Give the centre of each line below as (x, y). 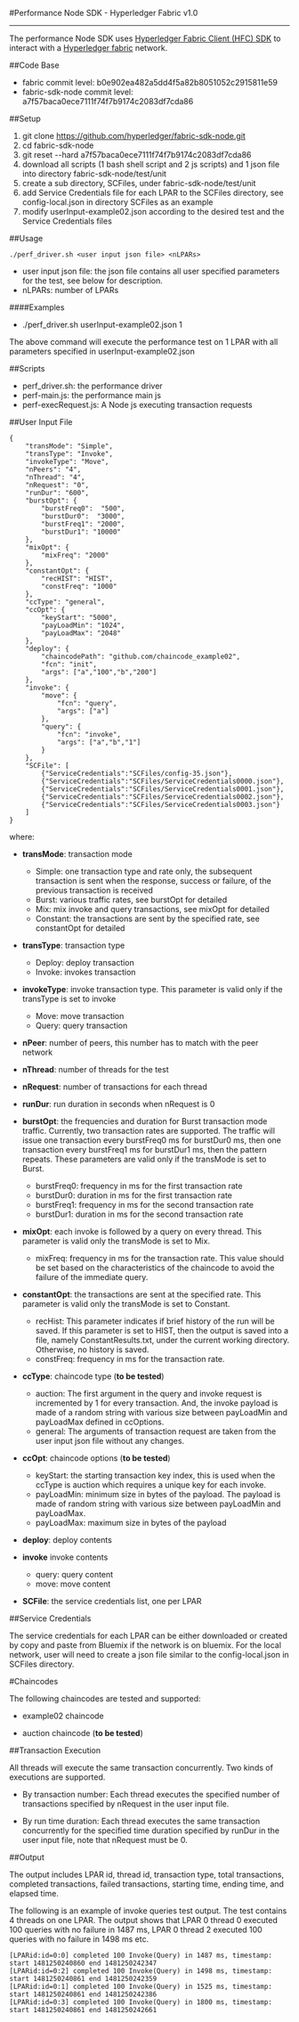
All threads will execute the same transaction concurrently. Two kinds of (141, 1768)
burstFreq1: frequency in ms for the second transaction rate (144, 1205)
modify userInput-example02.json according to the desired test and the (153, 212)
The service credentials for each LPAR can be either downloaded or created (148, 1635)
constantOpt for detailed (80, 928)
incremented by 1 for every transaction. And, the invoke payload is (157, 1403)
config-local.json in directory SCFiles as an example (117, 202)
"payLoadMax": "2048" (81, 633)
